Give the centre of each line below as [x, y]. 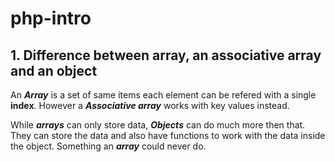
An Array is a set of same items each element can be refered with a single [163, 95]
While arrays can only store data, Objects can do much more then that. [158, 125]
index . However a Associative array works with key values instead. [150, 105]
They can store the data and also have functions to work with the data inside [168, 135]
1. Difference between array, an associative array [166, 55]
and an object [54, 70]
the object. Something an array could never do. [108, 146]
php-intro [51, 18]
